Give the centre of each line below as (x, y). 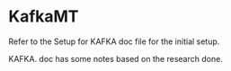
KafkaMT (44, 17)
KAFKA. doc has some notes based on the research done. (116, 58)
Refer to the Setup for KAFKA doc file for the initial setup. (114, 41)
